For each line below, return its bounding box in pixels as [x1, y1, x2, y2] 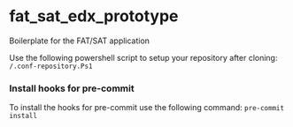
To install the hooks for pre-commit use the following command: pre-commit [9, 102, 285, 113]
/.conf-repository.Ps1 [9, 62, 93, 71]
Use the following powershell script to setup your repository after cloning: [9, 52, 278, 63]
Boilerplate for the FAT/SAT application [9, 35, 150, 46]
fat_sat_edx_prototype [9, 6, 179, 26]
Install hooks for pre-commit [9, 82, 135, 94]
